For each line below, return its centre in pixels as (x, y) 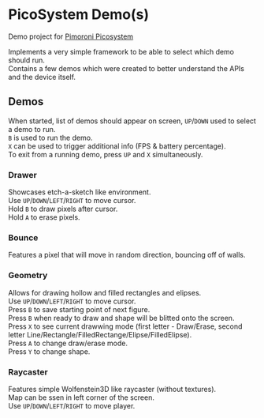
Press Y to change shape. (49, 351)
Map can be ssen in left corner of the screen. (82, 397)
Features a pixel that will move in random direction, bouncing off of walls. (127, 255)
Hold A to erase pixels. (44, 217)
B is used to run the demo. (50, 137)
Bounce (23, 237)
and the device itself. (42, 77)
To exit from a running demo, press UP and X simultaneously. (106, 154)
